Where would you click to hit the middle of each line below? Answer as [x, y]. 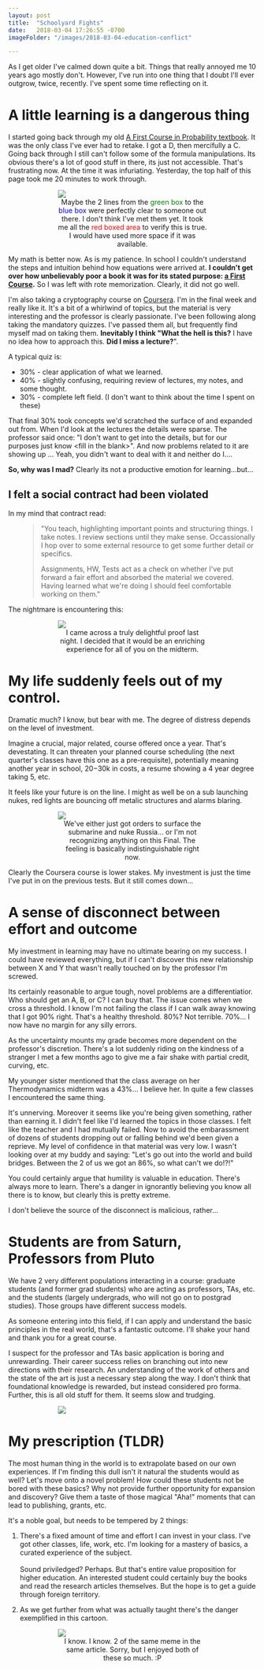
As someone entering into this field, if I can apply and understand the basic [130, 1321]
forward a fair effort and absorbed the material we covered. [137, 577]
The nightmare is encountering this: [66, 609]
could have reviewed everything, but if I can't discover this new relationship [131, 959]
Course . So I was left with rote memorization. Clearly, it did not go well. [124, 284]
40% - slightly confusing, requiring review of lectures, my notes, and [131, 381]
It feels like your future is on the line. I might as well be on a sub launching [128, 792]
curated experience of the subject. [76, 1552]
